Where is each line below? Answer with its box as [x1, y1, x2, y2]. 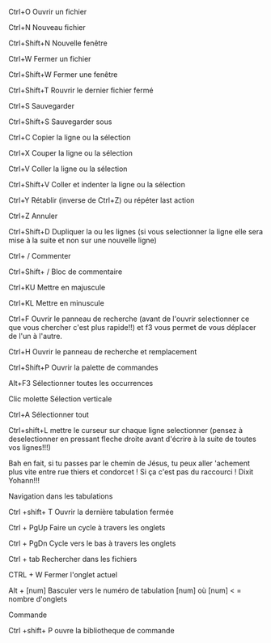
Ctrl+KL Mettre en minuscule [8, 298, 105, 307]
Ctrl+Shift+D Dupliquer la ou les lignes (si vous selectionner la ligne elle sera [8, 227, 264, 236]
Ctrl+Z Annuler [8, 211, 58, 221]
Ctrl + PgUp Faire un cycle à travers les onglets [8, 523, 166, 532]
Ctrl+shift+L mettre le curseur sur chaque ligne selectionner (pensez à [8, 426, 243, 435]
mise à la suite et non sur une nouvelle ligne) [8, 235, 158, 245]
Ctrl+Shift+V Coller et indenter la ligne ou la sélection [8, 180, 186, 189]
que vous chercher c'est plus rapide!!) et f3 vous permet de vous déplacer [8, 323, 256, 332]
